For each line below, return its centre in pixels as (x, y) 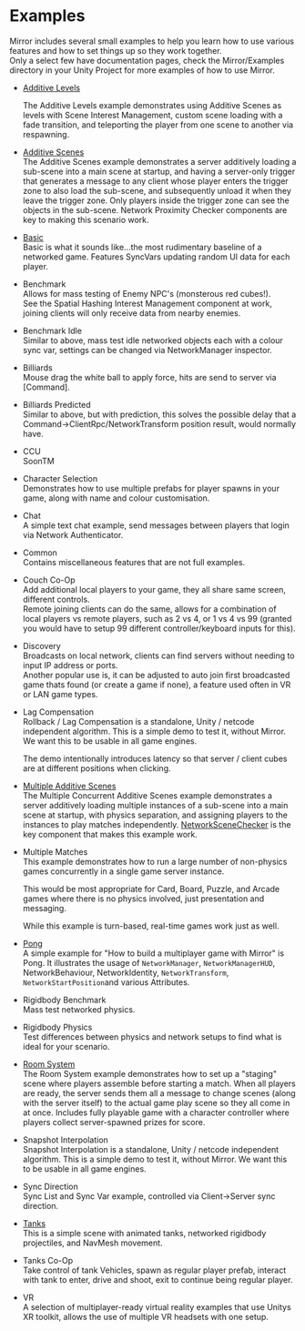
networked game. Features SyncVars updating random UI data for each (156, 257)
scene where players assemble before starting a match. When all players (159, 1083)
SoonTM (38, 461)
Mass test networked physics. (79, 1009)
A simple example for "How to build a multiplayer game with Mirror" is (153, 953)
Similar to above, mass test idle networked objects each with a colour (153, 340)
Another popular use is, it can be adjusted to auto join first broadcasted (156, 675)
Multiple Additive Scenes (69, 786)
